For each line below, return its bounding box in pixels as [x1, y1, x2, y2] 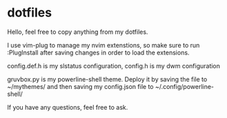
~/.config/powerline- [155, 82, 215, 90]
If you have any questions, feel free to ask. [7, 103, 128, 111]
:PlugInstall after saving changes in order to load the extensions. [7, 48, 190, 57]
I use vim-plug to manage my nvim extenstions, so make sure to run [7, 41, 200, 49]
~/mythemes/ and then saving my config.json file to [7, 82, 154, 90]
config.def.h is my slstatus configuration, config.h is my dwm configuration [7, 61, 221, 70]
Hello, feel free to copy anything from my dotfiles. [7, 28, 148, 36]
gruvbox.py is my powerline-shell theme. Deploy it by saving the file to [7, 75, 208, 83]
